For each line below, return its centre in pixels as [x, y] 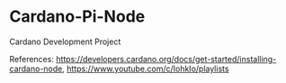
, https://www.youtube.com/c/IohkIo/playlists [145, 69]
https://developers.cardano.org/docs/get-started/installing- [166, 59]
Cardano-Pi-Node [77, 17]
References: [31, 59]
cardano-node [36, 69]
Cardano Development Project [65, 41]
